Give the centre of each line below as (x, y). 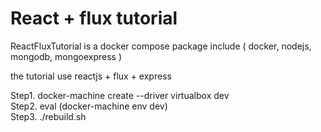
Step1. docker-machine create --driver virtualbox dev (120, 95)
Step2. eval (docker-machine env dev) (89, 106)
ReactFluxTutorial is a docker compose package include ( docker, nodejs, (161, 46)
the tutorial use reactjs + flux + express (91, 76)
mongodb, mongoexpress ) (66, 56)
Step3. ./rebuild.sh (48, 116)
